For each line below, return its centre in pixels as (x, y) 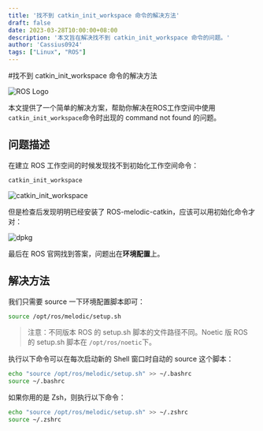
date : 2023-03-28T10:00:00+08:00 (63, 30)
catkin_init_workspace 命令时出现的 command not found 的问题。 (115, 118)
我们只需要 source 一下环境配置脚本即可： (77, 302)
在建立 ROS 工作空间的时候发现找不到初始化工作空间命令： (104, 165)
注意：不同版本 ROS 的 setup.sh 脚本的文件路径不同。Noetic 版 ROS (137, 332)
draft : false (30, 23)
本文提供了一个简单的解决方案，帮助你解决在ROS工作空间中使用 (112, 108)
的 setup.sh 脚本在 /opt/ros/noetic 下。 (91, 342)
